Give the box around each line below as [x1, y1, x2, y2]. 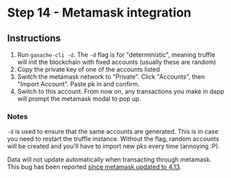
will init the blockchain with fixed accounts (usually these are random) [17, 58, 216, 66]
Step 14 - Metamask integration [7, 5, 192, 21]
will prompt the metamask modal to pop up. [17, 95, 142, 103]
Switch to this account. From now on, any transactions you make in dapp [17, 88, 225, 95]
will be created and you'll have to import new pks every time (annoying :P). [7, 142, 220, 150]
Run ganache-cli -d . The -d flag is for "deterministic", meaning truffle [17, 50, 216, 59]
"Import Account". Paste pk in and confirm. [17, 80, 140, 88]
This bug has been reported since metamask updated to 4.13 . [7, 163, 182, 171]
